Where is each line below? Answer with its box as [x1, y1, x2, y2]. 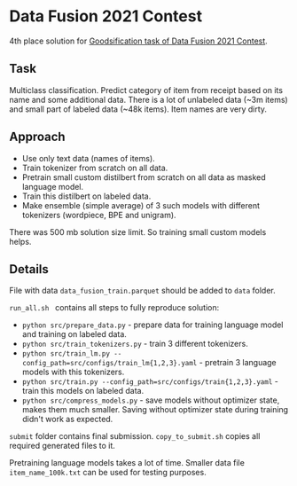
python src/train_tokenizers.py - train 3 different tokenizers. [21, 339, 248, 349]
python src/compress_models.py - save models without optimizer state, [21, 395, 280, 405]
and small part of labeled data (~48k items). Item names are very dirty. [9, 104, 268, 114]
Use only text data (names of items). [21, 153, 155, 163]
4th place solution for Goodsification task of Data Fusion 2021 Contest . [9, 35, 268, 46]
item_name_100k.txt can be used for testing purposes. [9, 467, 207, 478]
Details [9, 262, 49, 277]
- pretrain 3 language [199, 357, 277, 368]
